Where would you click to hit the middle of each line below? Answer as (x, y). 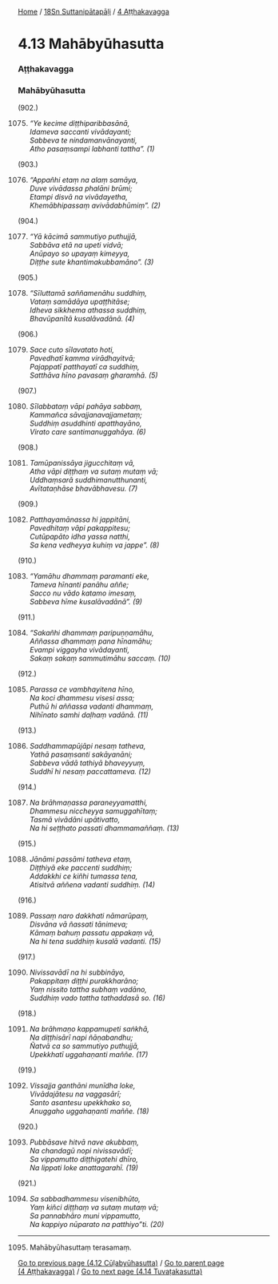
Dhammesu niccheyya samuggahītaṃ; (93, 811)
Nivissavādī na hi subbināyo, (77, 972)
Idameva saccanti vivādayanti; (80, 132)
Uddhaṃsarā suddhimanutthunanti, (88, 480)
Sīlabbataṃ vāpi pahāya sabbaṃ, (86, 406)
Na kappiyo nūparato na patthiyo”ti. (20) (97, 1225)
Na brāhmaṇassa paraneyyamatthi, (88, 803)
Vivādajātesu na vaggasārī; (75, 1094)
